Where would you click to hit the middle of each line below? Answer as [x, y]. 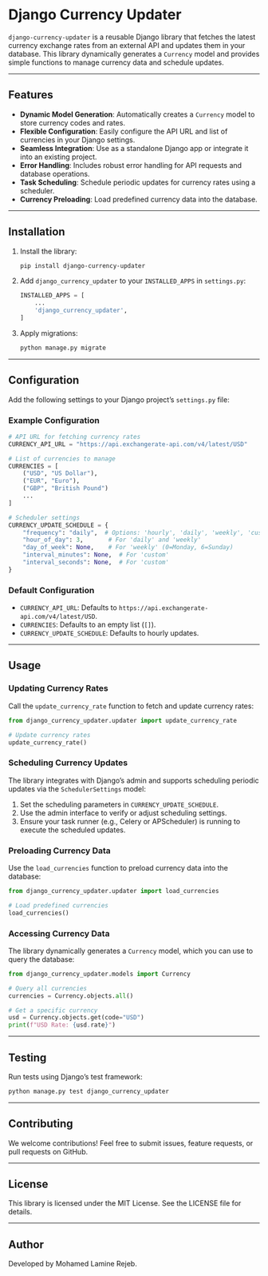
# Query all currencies [48, 988]
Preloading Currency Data [60, 851]
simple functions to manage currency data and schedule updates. [116, 62]
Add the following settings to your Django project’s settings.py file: [119, 399]
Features [31, 95]
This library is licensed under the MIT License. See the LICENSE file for [125, 1203]
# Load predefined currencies [59, 905]
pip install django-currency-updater [83, 265]
